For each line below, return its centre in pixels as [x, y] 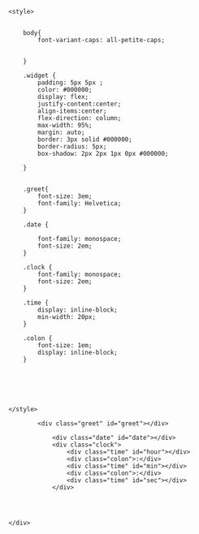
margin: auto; [61, 132]
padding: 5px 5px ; [71, 83]
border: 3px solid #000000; [85, 140]
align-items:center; [72, 111]
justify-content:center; [80, 104]
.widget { [40, 75]
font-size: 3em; [65, 196]
